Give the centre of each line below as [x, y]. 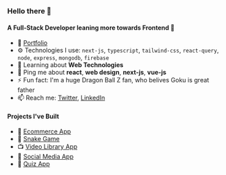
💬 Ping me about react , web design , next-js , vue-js [92, 73]
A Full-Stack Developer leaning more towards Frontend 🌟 [91, 28]
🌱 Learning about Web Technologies [70, 65]
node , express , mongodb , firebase [63, 57]
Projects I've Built [33, 116]
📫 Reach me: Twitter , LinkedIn [61, 98]
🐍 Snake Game [39, 139]
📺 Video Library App [47, 147]
